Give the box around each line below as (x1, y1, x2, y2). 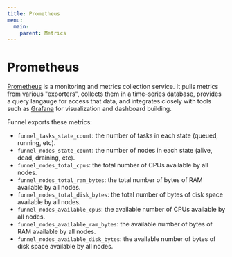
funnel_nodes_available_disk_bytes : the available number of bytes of (17, 235, 216, 243)
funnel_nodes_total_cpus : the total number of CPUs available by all (17, 161, 209, 169)
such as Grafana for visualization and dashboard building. (7, 105, 172, 113)
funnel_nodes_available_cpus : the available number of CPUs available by (17, 206, 226, 214)
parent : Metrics (19, 29, 67, 37)
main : (13, 23, 30, 30)
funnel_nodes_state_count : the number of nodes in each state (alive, (17, 147, 213, 155)
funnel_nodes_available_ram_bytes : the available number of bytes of (17, 220, 213, 229)
